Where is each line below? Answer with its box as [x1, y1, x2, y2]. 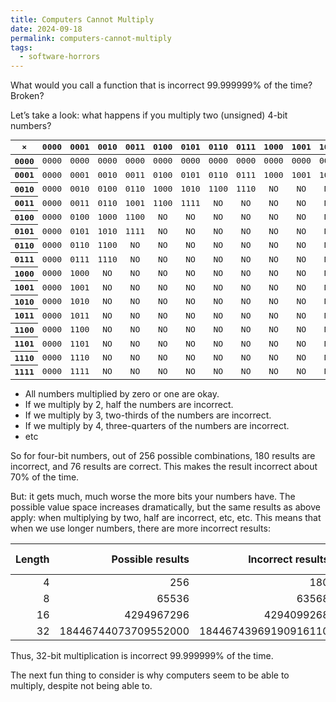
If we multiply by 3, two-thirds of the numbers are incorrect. [24, 409, 272, 421]
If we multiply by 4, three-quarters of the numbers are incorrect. [24, 419, 290, 431]
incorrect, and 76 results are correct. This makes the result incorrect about [10, 460, 318, 472]
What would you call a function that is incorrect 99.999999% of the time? [10, 79, 313, 91]
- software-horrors [19, 52, 101, 62]
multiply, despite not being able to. [10, 679, 153, 691]
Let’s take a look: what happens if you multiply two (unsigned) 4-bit [10, 109, 288, 121]
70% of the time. [10, 471, 80, 483]
